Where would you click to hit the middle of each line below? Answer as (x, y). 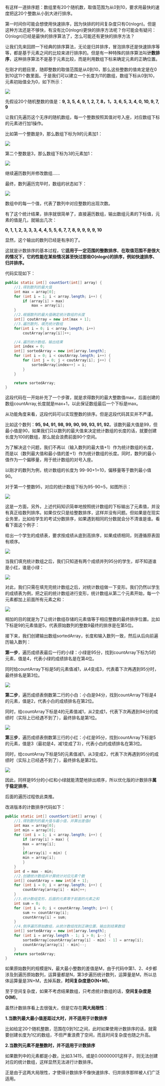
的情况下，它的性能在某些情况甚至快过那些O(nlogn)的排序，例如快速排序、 (81, 257)
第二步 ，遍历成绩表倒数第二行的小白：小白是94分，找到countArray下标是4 (81, 695)
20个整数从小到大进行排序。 (46, 13)
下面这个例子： (24, 525)
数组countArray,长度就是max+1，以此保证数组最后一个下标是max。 (73, 404)
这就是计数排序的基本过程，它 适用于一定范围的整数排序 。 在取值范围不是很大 (82, 251)
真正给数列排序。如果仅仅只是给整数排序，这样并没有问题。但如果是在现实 (84, 513)
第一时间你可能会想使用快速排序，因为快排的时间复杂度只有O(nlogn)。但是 (81, 24)
